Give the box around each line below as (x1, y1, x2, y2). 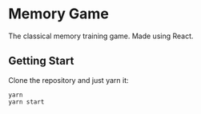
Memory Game (8, 5, 110, 23)
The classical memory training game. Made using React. (8, 31, 194, 41)
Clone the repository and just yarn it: (8, 75, 130, 85)
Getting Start (8, 54, 74, 68)
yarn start (8, 97, 45, 106)
